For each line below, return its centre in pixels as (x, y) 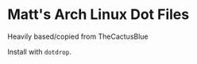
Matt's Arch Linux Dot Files (98, 15)
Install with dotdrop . (40, 51)
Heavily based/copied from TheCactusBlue (78, 36)
